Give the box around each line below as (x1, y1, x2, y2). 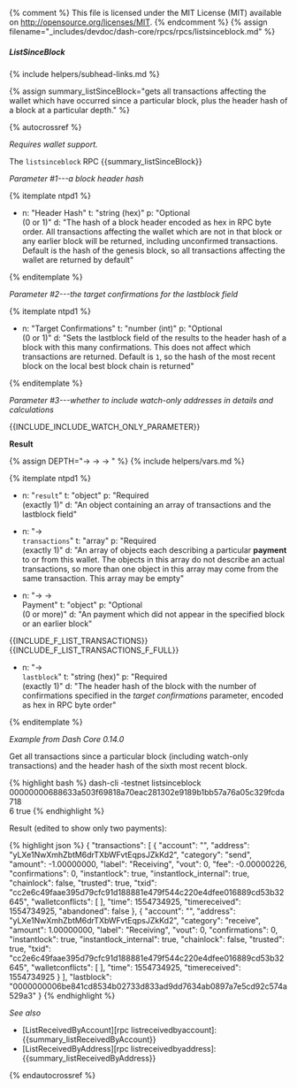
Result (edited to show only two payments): (9, 823, 168, 833)
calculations (9, 404, 55, 415)
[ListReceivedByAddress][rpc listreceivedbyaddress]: (21, 1043, 217, 1054)
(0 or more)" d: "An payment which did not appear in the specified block (21, 609, 286, 619)
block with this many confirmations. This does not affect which (21, 341, 251, 352)
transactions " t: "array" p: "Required (21, 535, 156, 546)
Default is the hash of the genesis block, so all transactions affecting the (21, 245, 286, 256)
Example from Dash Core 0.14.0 (9, 733, 125, 744)
